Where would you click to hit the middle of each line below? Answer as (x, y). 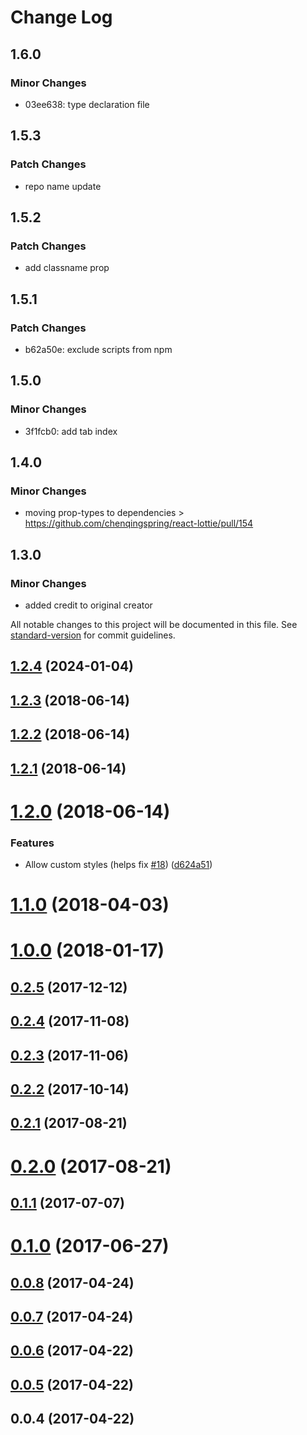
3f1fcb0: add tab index (71, 431)
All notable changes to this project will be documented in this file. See (154, 624)
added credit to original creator (88, 605)
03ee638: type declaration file (87, 104)
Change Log (61, 17)
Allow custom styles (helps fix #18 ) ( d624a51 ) (118, 865)
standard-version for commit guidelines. (93, 635)
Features (32, 843)
